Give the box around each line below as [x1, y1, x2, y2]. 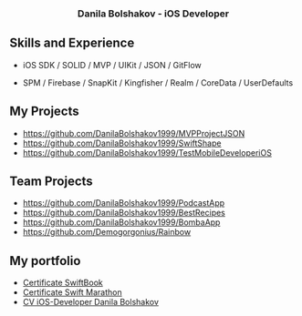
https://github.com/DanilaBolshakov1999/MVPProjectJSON [22, 127, 245, 138]
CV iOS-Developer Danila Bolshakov [22, 297, 160, 308]
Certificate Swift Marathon [22, 287, 122, 298]
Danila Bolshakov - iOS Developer [77, 7, 230, 20]
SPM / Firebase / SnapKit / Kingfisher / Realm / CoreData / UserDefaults [22, 76, 294, 88]
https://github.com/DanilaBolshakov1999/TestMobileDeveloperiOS [22, 147, 272, 158]
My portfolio [9, 253, 81, 269]
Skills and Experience [9, 36, 135, 51]
